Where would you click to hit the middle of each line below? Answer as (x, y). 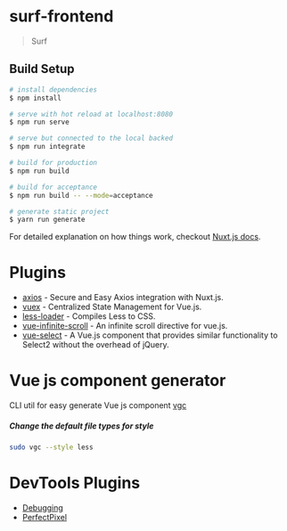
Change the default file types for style (82, 426)
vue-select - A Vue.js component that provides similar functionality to (150, 335)
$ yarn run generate (48, 220)
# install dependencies (53, 90)
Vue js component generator (118, 381)
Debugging (43, 507)
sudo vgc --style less (51, 447)
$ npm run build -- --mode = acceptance (81, 195)
